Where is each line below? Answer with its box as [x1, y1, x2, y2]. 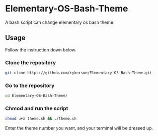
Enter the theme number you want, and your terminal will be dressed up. [5, 125, 153, 131]
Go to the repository [5, 82, 55, 89]
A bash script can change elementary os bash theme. [5, 19, 115, 25]
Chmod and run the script [5, 105, 69, 112]
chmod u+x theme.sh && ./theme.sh [5, 116, 77, 121]
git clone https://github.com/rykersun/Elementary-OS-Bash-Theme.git [5, 70, 153, 76]
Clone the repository [5, 59, 56, 66]
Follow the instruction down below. [5, 46, 77, 52]
